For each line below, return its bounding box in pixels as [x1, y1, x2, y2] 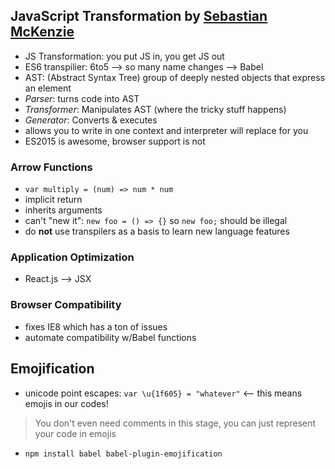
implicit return [24, 194, 83, 206]
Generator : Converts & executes [24, 114, 158, 126]
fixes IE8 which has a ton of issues [24, 320, 168, 333]
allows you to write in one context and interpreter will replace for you [24, 124, 309, 136]
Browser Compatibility [10, 298, 122, 312]
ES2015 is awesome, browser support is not [24, 135, 206, 147]
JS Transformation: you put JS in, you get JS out [24, 50, 225, 62]
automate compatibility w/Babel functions [24, 331, 197, 343]
